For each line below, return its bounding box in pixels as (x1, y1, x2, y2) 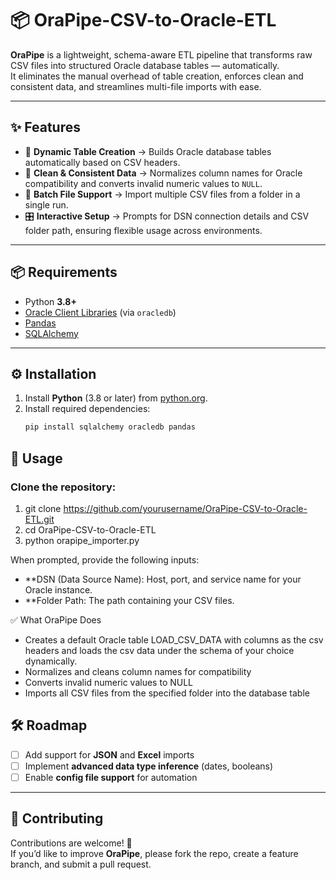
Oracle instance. (24, 583, 93, 596)
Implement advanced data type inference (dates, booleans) (24, 760, 274, 772)
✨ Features (10, 119, 81, 136)
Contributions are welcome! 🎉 (10, 837, 133, 849)
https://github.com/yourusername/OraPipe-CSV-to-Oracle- (63, 502, 308, 514)
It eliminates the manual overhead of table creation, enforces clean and (10, 70, 304, 82)
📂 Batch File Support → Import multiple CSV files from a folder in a (24, 188, 301, 200)
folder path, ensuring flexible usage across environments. (24, 224, 263, 236)
